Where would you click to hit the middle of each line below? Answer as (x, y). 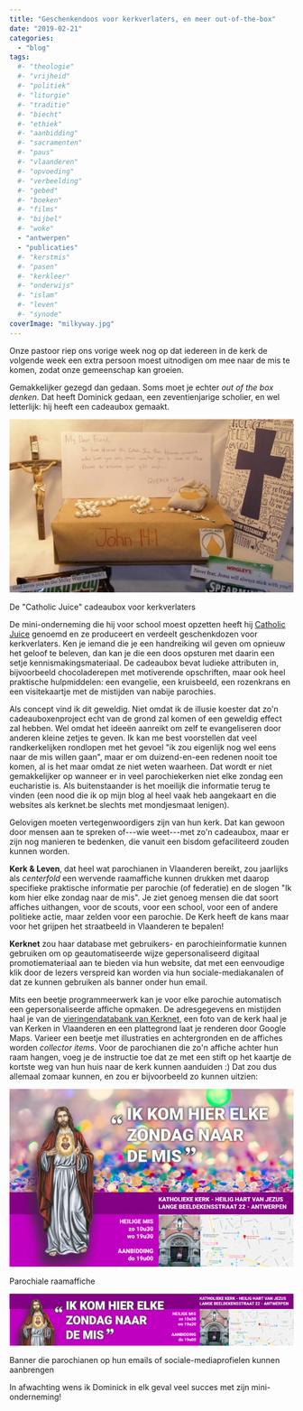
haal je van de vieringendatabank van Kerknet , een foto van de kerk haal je (148, 1019)
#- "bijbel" (40, 219)
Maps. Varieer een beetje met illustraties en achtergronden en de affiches (146, 1038)
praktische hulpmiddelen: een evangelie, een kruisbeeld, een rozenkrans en (150, 682)
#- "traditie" (44, 105)
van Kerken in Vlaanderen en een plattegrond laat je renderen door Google (148, 1028)
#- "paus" (36, 153)
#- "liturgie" (44, 95)
